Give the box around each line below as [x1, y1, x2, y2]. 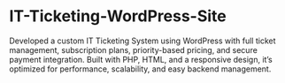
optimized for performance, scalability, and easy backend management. [9, 64, 272, 74]
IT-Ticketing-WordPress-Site [9, 6, 227, 26]
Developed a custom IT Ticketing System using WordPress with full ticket [9, 35, 276, 46]
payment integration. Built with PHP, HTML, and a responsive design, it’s [9, 54, 273, 64]
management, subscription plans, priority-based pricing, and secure [9, 44, 258, 55]
